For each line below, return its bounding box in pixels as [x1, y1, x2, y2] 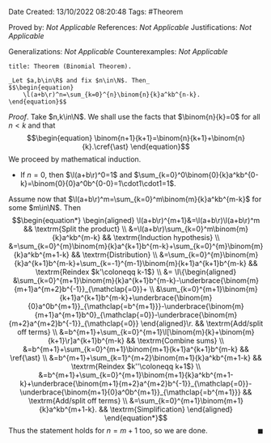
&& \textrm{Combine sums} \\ [126, 335, 225, 345]
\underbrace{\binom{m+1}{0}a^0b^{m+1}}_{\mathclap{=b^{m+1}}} [19, 387, 241, 397]
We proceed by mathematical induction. [8, 154, 142, 164]
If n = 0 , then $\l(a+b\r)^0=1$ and [19, 170, 133, 179]
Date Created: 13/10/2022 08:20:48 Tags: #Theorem [8, 7, 184, 16]
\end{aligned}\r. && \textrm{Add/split [140, 319, 264, 328]
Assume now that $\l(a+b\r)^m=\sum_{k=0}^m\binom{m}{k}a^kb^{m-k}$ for [8, 194, 262, 204]
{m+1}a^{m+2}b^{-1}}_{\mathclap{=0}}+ [13, 285, 148, 293]
